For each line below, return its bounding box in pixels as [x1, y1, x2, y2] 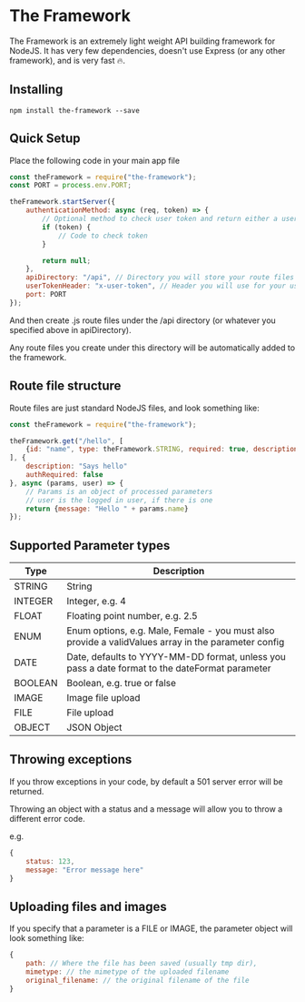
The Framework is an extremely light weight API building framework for [9, 35, 275, 46]
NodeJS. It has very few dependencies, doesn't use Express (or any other [9, 45, 286, 56]
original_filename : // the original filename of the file [25, 976, 250, 985]
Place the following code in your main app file [9, 155, 180, 166]
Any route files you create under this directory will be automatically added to [9, 342, 296, 353]
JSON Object [66, 721, 123, 734]
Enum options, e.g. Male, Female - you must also [66, 624, 275, 637]
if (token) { [42, 222, 92, 232]
